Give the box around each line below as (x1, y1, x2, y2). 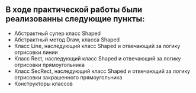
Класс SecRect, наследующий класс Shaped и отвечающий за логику (14, 68, 191, 75)
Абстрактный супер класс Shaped (14, 30, 101, 37)
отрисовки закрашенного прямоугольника (14, 73, 123, 81)
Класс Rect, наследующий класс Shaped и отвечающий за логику (14, 54, 181, 62)
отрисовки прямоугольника (14, 61, 85, 68)
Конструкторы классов (14, 80, 73, 87)
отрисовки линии (14, 49, 59, 56)
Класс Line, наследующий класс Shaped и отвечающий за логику (14, 42, 181, 49)
